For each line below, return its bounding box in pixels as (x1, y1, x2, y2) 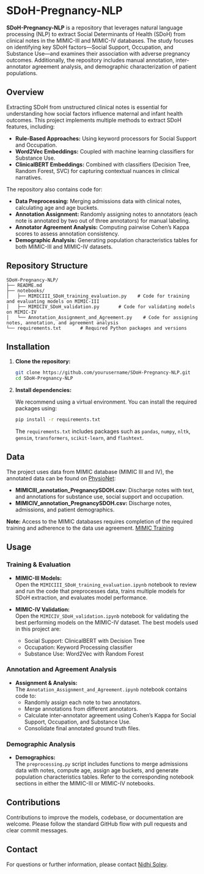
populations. (6, 69, 38, 76)
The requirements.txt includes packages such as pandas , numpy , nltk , (15, 428, 191, 435)
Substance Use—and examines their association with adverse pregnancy (6, 50, 191, 57)
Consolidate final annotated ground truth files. (24, 724, 140, 731)
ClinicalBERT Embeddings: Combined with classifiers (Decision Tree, (15, 160, 191, 168)
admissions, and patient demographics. (15, 506, 115, 513)
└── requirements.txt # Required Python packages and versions (6, 325, 188, 331)
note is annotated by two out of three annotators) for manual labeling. (15, 217, 191, 224)
